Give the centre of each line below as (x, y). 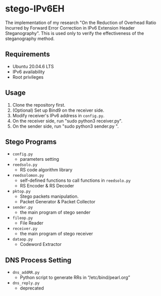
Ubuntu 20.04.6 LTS (33, 66)
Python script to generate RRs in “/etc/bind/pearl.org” (75, 277)
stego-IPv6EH (35, 9)
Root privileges (28, 77)
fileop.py (23, 218)
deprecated (32, 288)
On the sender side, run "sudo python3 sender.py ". (65, 126)
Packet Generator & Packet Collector (58, 202)
